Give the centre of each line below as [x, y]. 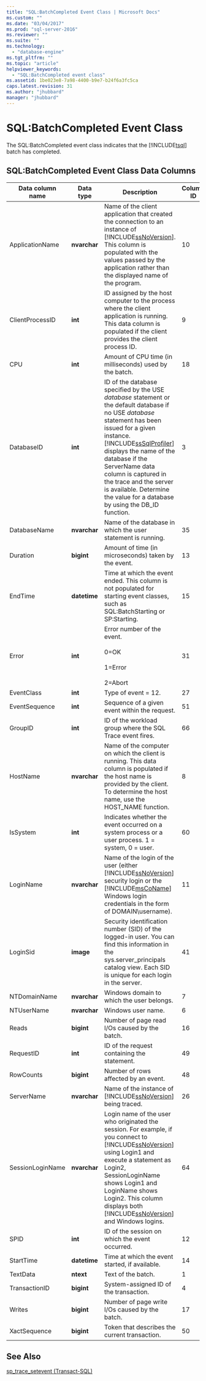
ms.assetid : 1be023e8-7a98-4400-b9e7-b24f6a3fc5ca [72, 80]
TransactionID [30, 1288]
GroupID [21, 728]
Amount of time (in [131, 547]
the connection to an [134, 222]
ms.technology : [26, 47]
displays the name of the [139, 451]
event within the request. [140, 710]
